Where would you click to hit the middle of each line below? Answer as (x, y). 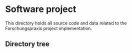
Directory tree (27, 44)
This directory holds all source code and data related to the (66, 23)
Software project (41, 9)
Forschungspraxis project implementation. (49, 28)
